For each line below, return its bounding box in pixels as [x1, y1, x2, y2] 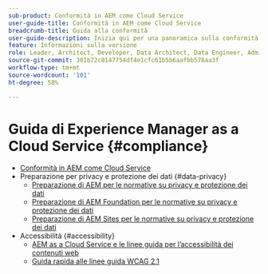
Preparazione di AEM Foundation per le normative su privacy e [31, 197, 238, 207]
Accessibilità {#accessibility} [19, 231, 116, 240]
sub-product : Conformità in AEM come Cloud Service [8, 11, 183, 20]
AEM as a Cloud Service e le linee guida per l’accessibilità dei [31, 240, 234, 249]
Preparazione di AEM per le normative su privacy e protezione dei [31, 181, 248, 190]
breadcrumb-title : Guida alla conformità [8, 26, 148, 34]
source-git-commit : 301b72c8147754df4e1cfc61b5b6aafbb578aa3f [8, 57, 219, 65]
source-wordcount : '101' [8, 71, 91, 79]
